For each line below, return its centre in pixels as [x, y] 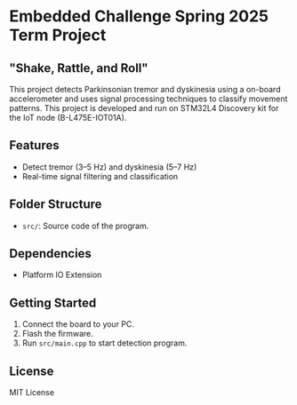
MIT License [32, 393]
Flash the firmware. [57, 334]
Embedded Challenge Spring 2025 [139, 16]
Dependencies [50, 254]
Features [34, 145]
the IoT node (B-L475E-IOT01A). [68, 118]
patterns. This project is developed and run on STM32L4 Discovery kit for [144, 108]
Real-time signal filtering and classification [100, 176]
